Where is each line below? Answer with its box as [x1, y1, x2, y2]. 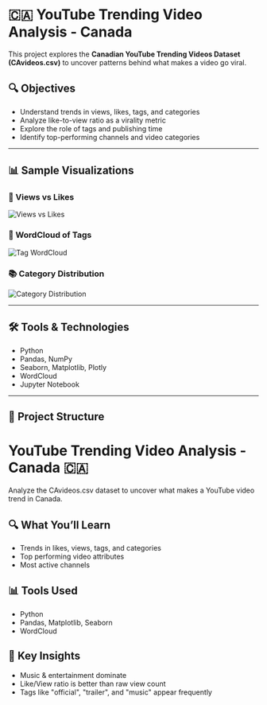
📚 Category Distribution [8, 268, 105, 279]
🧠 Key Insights [8, 649, 81, 663]
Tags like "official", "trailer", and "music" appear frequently [19, 687, 213, 697]
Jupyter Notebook [19, 380, 79, 389]
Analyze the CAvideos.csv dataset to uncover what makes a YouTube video [8, 485, 255, 495]
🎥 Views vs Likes [8, 192, 75, 203]
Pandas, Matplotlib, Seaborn [19, 617, 113, 627]
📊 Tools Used [8, 584, 78, 598]
